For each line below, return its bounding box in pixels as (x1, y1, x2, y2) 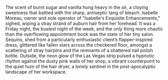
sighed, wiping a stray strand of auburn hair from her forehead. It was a (5, 20, 156, 26)
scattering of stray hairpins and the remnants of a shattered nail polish (5, 48, 153, 53)
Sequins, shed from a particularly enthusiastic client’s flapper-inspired (5, 36, 153, 43)
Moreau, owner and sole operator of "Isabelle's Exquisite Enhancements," (5, 15, 160, 21)
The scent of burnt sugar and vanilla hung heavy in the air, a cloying (5, 5, 149, 10)
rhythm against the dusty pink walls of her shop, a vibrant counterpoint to (5, 58, 160, 64)
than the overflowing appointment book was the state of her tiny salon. (5, 31, 154, 37)
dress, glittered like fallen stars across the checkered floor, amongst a (5, 42, 152, 48)
